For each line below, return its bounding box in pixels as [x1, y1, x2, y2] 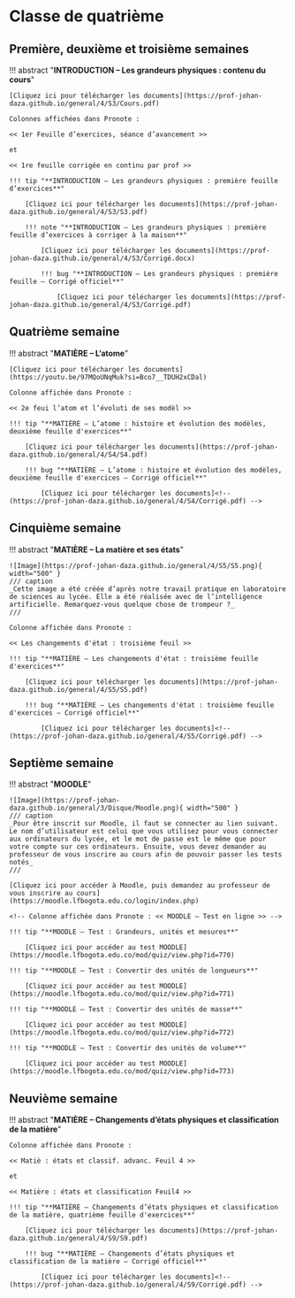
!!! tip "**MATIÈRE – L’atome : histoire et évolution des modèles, [9, 419, 267, 428]
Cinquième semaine [9, 520, 122, 536]
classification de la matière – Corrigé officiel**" [9, 1257, 208, 1266]
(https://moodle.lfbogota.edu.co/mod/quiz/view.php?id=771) [9, 989, 236, 999]
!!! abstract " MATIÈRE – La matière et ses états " [9, 544, 184, 555]
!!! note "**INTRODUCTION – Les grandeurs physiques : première [25, 223, 267, 232]
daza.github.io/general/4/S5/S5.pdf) [9, 685, 148, 694]
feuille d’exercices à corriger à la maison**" [9, 231, 188, 240]
